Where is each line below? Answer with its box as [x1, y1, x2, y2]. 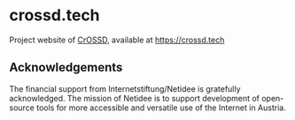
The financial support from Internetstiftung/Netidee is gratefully [9, 83, 241, 94]
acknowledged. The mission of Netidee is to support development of [9, 93, 260, 103]
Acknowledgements [9, 60, 123, 75]
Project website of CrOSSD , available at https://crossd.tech [9, 34, 225, 45]
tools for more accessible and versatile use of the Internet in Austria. [36, 102, 286, 113]
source [9, 102, 35, 113]
